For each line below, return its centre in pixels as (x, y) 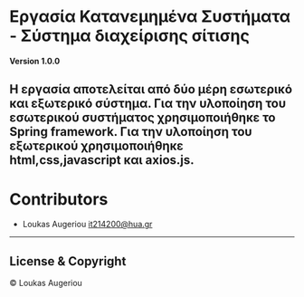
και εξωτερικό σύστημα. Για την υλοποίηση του (148, 104)
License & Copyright (68, 261)
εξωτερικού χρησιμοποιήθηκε (96, 146)
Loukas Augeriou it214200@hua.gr (87, 225)
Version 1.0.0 (35, 61)
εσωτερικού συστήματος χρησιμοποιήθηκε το (142, 118)
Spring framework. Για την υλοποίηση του (131, 132)
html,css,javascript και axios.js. (102, 160)
